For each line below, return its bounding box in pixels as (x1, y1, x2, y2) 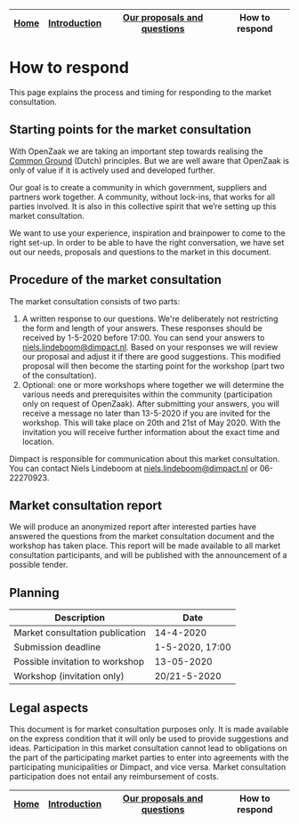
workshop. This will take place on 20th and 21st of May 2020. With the (21, 417, 281, 428)
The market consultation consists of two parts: (9, 295, 181, 306)
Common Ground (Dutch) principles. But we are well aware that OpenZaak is (9, 155, 290, 166)
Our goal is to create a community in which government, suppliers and (9, 182, 267, 192)
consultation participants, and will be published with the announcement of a (9, 550, 287, 561)
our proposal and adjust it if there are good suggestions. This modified (21, 351, 281, 361)
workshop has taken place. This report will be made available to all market (9, 540, 281, 551)
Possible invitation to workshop (13, 656, 145, 668)
